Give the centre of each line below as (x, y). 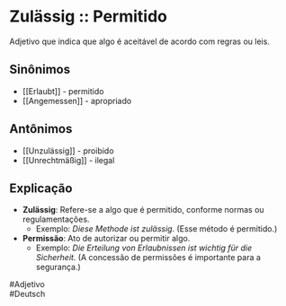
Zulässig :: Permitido (89, 17)
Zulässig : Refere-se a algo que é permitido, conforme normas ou (143, 210)
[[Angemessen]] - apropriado (77, 101)
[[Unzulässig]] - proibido (68, 151)
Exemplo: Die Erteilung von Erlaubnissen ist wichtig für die (144, 248)
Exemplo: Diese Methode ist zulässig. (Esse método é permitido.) (156, 229)
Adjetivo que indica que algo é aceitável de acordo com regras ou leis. (139, 41)
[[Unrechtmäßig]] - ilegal (68, 160)
